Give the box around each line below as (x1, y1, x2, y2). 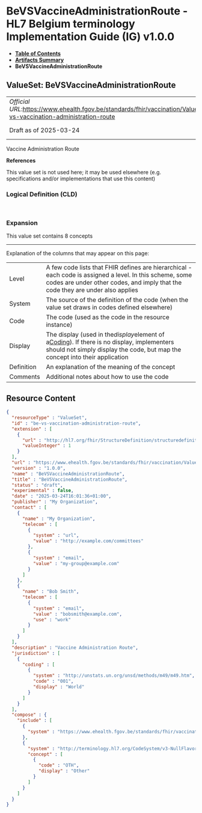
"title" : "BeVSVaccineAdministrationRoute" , (11, 476, 128, 482)
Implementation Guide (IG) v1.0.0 (6, 30, 175, 43)
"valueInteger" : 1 (22, 443, 71, 449)
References (6, 157, 36, 164)
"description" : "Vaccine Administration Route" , (11, 644, 138, 651)
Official (9, 97, 30, 106)
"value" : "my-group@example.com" (32, 560, 120, 566)
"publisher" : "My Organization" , (11, 499, 98, 505)
